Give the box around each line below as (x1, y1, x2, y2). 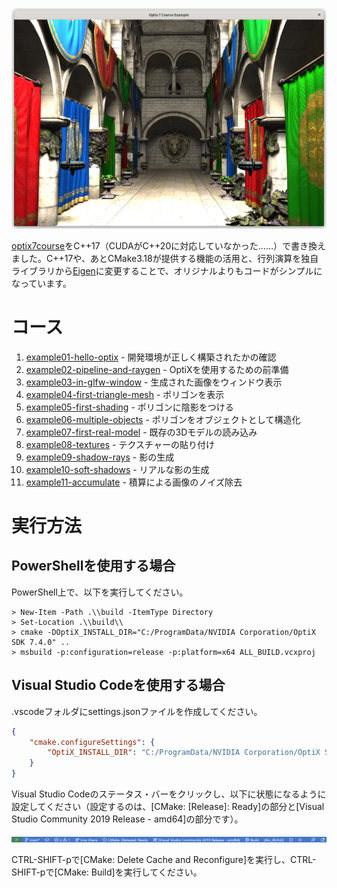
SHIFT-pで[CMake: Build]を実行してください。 (11, 866, 203, 878)
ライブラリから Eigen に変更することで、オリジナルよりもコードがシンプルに (11, 264, 323, 277)
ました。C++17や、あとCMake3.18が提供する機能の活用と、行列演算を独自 (11, 252, 319, 264)
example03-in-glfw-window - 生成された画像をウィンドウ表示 (25, 376, 283, 388)
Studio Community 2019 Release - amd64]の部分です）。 (11, 813, 244, 825)
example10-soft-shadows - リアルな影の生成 (25, 463, 210, 475)
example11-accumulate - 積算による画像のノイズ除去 (25, 476, 243, 488)
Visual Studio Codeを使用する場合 (11, 677, 226, 694)
